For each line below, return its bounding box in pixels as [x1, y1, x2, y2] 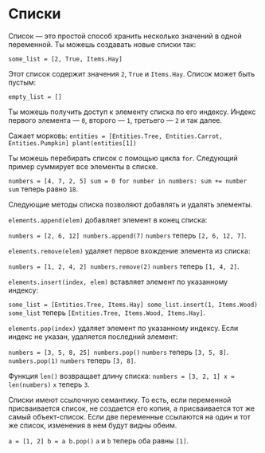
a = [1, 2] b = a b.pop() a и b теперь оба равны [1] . [8, 435, 189, 445]
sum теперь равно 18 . [8, 184, 79, 194]
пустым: [8, 77, 37, 87]
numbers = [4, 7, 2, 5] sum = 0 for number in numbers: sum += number [8, 177, 247, 185]
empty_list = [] [8, 93, 62, 100]
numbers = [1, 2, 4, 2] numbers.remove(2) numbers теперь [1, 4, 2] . [8, 261, 240, 271]
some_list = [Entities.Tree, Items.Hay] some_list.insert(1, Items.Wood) [8, 301, 259, 309]
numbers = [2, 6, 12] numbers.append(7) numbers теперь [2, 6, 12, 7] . [8, 230, 247, 240]
